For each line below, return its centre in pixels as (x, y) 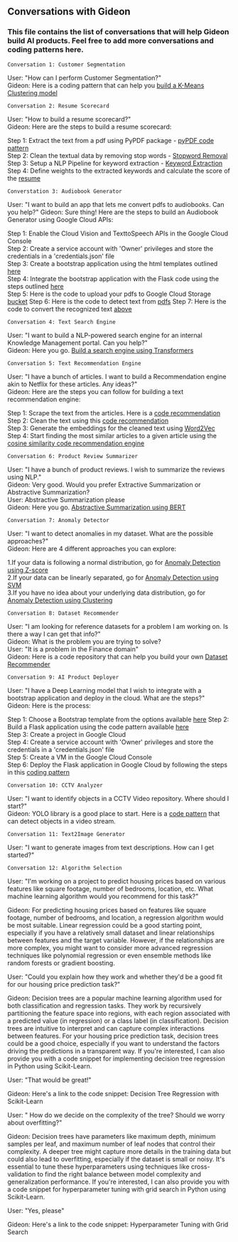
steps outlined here (36, 286)
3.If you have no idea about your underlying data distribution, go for (107, 593)
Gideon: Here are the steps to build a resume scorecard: (90, 127)
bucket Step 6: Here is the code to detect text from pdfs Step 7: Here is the (117, 301)
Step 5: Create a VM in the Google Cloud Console (80, 757)
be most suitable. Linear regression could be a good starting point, (105, 925)
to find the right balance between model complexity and (119, 1174)
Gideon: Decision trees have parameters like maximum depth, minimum (112, 1136)
